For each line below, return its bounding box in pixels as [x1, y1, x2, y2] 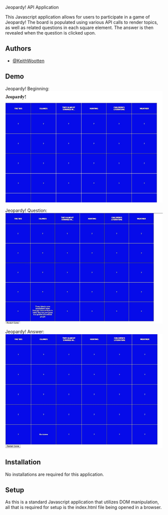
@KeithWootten [12, 58, 45, 64]
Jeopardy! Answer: [5, 329, 44, 335]
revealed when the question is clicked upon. [5, 30, 96, 36]
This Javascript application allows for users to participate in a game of [5, 14, 150, 20]
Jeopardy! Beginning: [5, 85, 49, 92]
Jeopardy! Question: [5, 207, 47, 213]
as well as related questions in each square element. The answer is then [5, 25, 154, 31]
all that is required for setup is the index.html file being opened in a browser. [5, 504, 162, 510]
